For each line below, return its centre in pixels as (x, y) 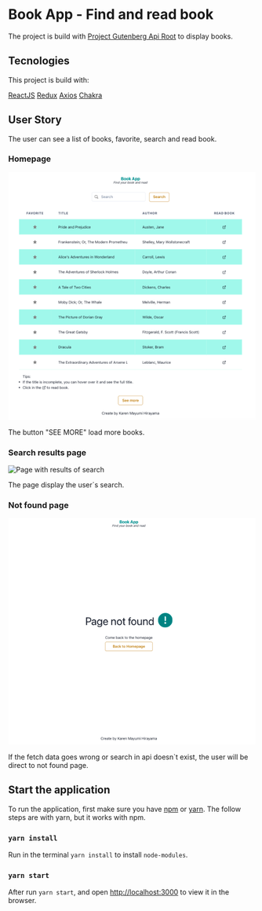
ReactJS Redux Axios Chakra (55, 95)
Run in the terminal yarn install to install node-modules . (98, 855)
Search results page (47, 452)
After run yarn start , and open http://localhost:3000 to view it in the (119, 892)
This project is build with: (49, 79)
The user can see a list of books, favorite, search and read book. (113, 138)
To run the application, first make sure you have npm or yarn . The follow (125, 809)
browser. (22, 901)
